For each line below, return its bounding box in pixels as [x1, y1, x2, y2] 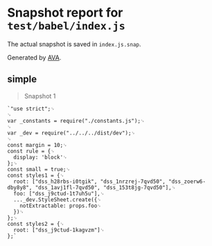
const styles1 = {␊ [7, 172, 64, 179]
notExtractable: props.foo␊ [19, 202, 102, 209]
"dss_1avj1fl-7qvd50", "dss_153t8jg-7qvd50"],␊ [35, 184, 176, 191]
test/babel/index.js [7, 19, 126, 33]
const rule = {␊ [7, 148, 55, 155]
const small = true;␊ [7, 166, 71, 173]
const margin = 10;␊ [7, 141, 68, 148]
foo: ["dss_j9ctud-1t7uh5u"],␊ [13, 190, 105, 197]
